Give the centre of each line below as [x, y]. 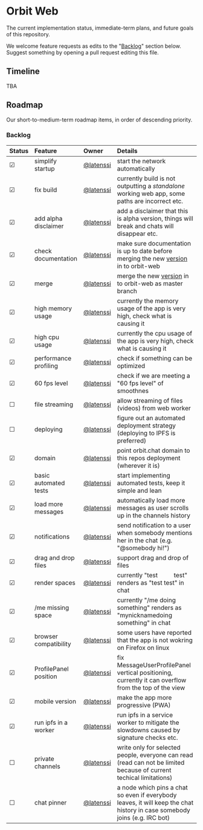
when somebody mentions [155, 533]
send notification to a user [154, 525]
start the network [141, 161]
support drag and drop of [153, 557]
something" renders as [150, 608]
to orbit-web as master [150, 284]
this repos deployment [149, 458]
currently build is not [146, 178]
